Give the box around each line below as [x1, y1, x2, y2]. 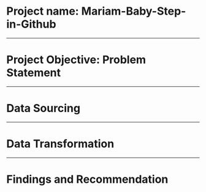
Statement [6, 66, 61, 80]
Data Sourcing [6, 102, 81, 116]
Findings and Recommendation [6, 172, 169, 186]
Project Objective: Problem [6, 53, 146, 67]
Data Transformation [6, 137, 115, 150]
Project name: [6, 4, 79, 18]
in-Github [6, 17, 56, 31]
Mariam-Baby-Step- [81, 4, 186, 18]
